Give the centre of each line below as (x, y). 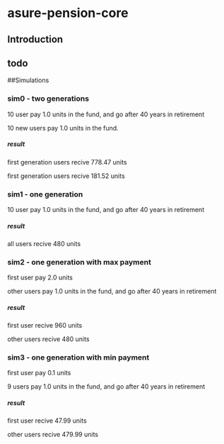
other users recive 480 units (48, 339)
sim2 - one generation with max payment (79, 262)
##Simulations (28, 80)
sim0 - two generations (48, 99)
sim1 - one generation (45, 194)
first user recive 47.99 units (47, 421)
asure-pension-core (68, 13)
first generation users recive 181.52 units (66, 176)
